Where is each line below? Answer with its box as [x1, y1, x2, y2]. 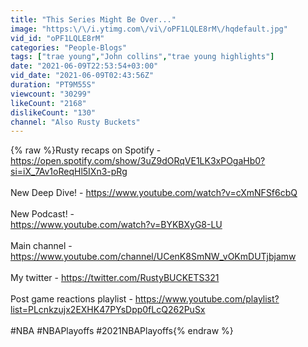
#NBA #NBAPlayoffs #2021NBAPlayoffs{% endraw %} [10, 325, 234, 337]
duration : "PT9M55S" [10, 80, 97, 90]
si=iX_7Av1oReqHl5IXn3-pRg [10, 166, 128, 178]
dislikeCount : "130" [10, 107, 97, 118]
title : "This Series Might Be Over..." [10, 14, 177, 25]
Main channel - [10, 240, 73, 252]
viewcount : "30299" [10, 89, 92, 99]
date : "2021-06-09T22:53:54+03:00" [10, 61, 159, 71]
